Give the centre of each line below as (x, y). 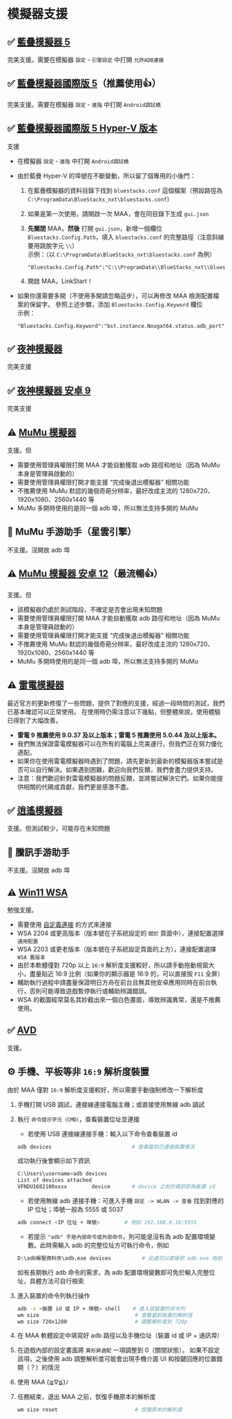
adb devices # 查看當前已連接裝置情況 (106, 1147)
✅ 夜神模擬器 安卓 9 (49, 390)
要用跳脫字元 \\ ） (52, 245)
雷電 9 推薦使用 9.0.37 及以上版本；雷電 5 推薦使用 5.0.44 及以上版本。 (118, 735)
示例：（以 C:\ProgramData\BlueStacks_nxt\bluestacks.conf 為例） (122, 254)
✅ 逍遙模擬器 (35, 810)
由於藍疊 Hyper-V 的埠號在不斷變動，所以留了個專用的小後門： (106, 175)
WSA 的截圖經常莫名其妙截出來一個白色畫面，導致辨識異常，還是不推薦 (119, 999)
